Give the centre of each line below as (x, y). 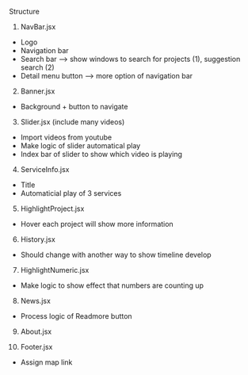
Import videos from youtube (66, 137)
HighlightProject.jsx (52, 209)
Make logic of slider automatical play (80, 145)
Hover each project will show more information (97, 224)
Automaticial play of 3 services (71, 193)
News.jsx (35, 301)
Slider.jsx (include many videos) (72, 122)
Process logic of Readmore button (76, 316)
